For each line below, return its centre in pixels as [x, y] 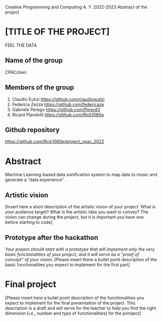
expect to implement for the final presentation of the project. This [70, 303]
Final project [31, 284]
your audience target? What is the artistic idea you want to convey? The [77, 212]
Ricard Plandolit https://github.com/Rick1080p [58, 115]
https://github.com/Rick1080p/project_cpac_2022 [55, 142]
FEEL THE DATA [21, 45]
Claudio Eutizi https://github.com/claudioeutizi [58, 99]
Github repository [32, 130]
